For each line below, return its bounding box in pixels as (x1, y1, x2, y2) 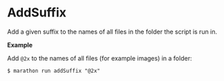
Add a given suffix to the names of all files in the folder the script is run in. (7, 27, 218, 36)
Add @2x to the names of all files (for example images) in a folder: (7, 54, 192, 62)
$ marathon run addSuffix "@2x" (7, 67, 100, 74)
